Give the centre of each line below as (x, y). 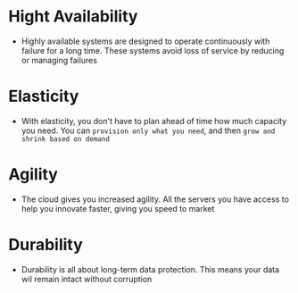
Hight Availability (73, 17)
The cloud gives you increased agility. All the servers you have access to (155, 199)
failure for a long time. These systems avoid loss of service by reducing (153, 50)
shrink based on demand (66, 139)
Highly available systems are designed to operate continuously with (145, 41)
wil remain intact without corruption (87, 279)
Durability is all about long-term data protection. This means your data (150, 269)
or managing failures (59, 60)
